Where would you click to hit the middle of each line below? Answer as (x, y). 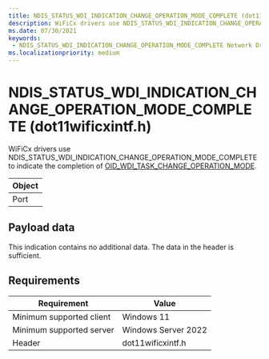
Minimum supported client (62, 317)
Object (25, 185)
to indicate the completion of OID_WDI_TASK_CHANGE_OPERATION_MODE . (133, 166)
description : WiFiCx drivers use (64, 23)
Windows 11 (146, 317)
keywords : (25, 38)
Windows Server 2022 (165, 329)
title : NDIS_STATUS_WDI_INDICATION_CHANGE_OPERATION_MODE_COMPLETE (123, 16)
